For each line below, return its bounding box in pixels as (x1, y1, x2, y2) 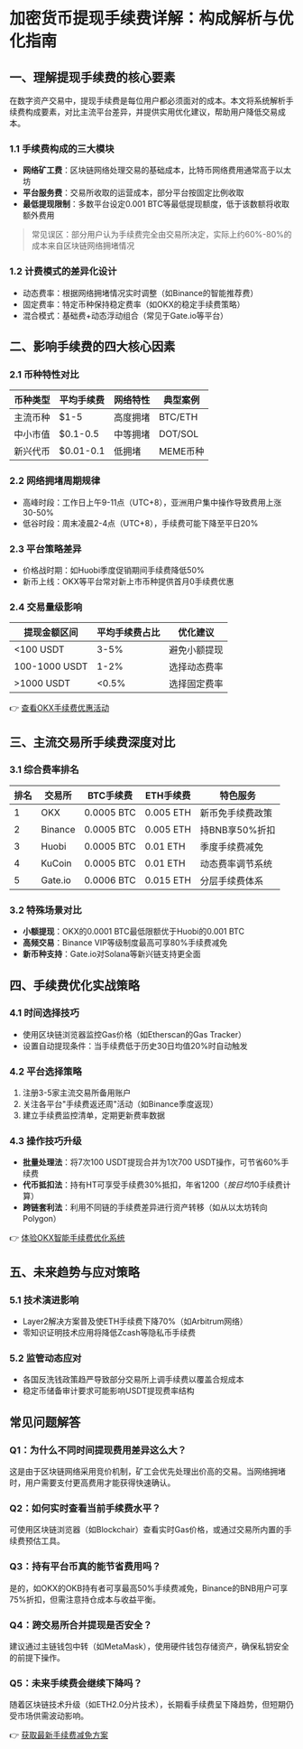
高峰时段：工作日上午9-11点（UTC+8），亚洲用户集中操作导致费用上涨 (22, 497, 282, 507)
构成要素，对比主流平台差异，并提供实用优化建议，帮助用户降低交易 (24, 107, 278, 117)
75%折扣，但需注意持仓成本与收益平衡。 (9, 1594, 161, 1605)
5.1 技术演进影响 (9, 1293, 79, 1306)
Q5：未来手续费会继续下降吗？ (9, 1677, 142, 1689)
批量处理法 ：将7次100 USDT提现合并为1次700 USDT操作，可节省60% (22, 1157, 281, 1168)
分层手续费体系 (199, 874, 264, 887)
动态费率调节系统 (199, 857, 273, 870)
